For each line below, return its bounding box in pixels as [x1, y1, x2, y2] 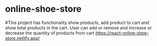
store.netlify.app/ [5, 35, 40, 41]
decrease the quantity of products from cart [5, 30, 95, 36]
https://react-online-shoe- [95, 30, 149, 36]
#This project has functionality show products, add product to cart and [5, 20, 149, 25]
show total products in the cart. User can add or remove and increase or [5, 24, 152, 30]
